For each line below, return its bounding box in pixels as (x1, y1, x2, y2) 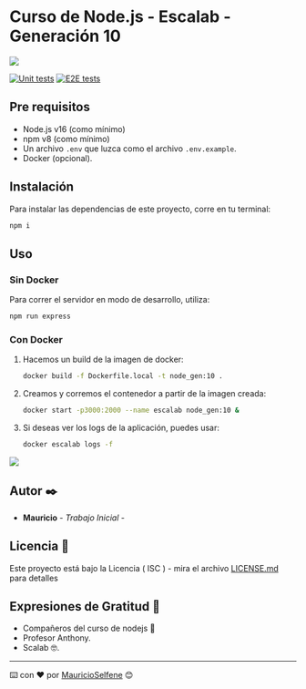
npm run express (9, 312, 71, 321)
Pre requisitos (9, 99, 91, 115)
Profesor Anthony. (22, 632, 91, 643)
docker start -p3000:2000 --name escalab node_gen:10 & (22, 406, 240, 416)
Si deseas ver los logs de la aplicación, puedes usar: (22, 422, 220, 434)
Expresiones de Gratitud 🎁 (9, 599, 161, 614)
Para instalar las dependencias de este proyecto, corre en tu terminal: (9, 203, 271, 214)
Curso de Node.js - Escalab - (9, 6, 231, 27)
